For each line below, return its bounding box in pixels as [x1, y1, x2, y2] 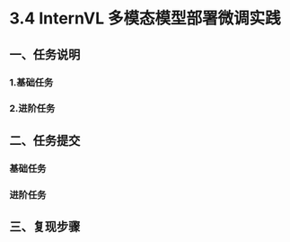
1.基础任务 [9, 76, 54, 88]
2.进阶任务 [9, 103, 56, 115]
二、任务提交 [9, 132, 81, 148]
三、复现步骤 [9, 220, 81, 235]
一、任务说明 [9, 47, 81, 62]
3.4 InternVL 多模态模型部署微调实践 [9, 8, 281, 29]
